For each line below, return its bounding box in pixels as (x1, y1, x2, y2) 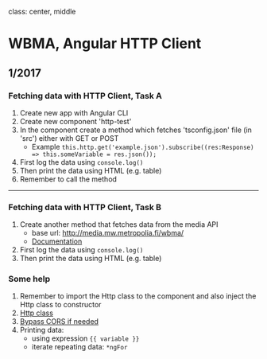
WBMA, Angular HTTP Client (8, 35, 202, 53)
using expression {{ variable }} (31, 334, 140, 343)
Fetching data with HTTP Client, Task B (8, 201, 161, 213)
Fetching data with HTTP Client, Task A (8, 90, 163, 101)
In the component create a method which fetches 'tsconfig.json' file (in (19, 125, 253, 135)
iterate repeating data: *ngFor (31, 342, 128, 352)
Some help (8, 274, 50, 285)
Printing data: (19, 326, 64, 335)
